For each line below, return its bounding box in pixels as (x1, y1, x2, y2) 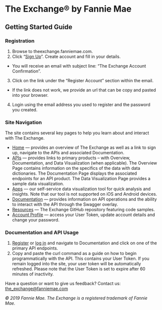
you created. (12, 107, 38, 112)
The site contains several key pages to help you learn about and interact (5, 130, 149, 136)
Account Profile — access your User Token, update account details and (12, 212, 155, 218)
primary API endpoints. (12, 245, 58, 251)
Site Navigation (5, 119, 42, 126)
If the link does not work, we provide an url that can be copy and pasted (12, 87, 156, 93)
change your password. (12, 217, 60, 223)
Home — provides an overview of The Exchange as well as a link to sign (12, 145, 156, 150)
